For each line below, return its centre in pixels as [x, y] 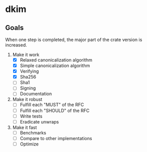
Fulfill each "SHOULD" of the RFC [55, 110]
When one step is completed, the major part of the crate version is [74, 39]
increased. [16, 45]
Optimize [29, 144]
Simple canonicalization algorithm [55, 65]
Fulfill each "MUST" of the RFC [52, 105]
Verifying [29, 71]
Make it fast [25, 127]
